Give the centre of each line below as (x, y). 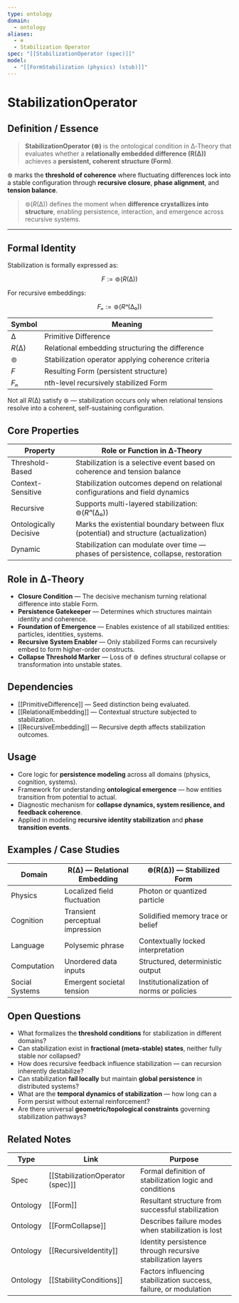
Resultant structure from (181, 1201)
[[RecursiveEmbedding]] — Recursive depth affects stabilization (112, 727)
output (150, 970)
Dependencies (40, 687)
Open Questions (44, 1016)
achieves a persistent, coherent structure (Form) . (99, 161)
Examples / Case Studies (64, 850)
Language (28, 945)
